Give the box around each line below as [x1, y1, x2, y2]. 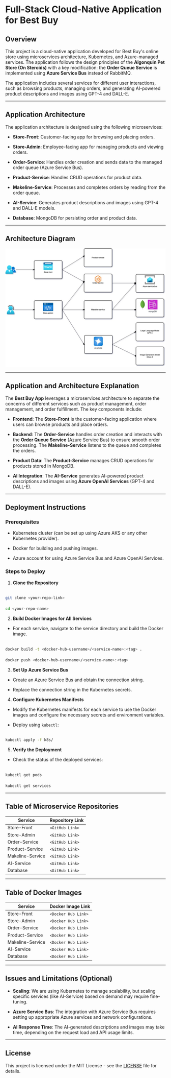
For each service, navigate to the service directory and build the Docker [12, 626, 164, 632]
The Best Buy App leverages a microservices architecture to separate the [5, 395, 160, 401]
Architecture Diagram [5, 234, 75, 243]
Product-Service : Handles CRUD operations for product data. [12, 174, 142, 180]
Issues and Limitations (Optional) [5, 974, 113, 983]
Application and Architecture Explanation [5, 381, 139, 390]
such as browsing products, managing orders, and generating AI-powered [5, 85, 161, 91]
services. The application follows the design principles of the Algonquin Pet [5, 59, 165, 65]
